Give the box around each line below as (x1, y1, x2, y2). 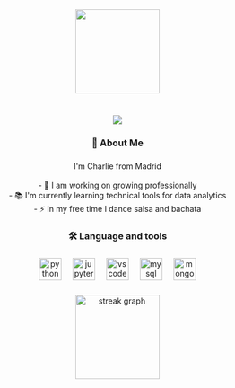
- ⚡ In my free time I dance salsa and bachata (33, 204, 202, 215)
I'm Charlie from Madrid (73, 161, 162, 172)
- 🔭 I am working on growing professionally (38, 180, 197, 191)
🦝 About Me (91, 137, 144, 149)
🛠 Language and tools (67, 229, 168, 242)
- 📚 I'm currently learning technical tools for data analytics (8, 190, 227, 201)
